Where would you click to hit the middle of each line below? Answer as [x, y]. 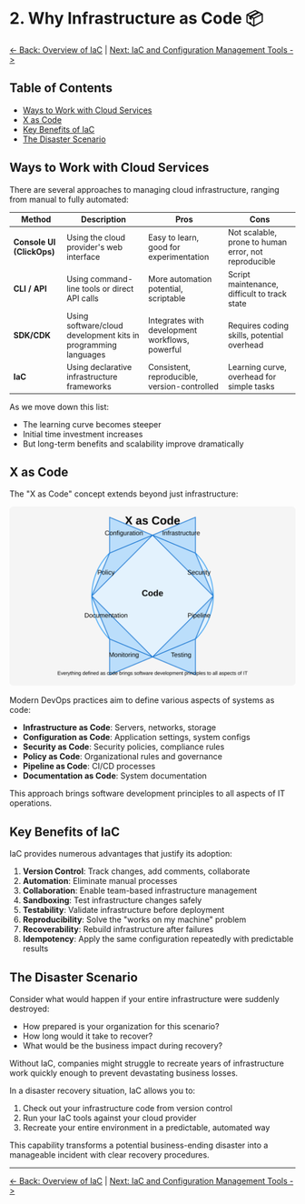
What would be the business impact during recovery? [123, 1046]
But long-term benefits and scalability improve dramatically [133, 444]
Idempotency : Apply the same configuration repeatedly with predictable [158, 939]
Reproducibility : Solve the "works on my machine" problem [134, 919]
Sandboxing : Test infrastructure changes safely [112, 900]
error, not [246, 252]
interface [84, 256]
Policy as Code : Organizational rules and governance [122, 757]
